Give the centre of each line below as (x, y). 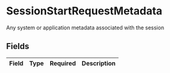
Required (63, 63)
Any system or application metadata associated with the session (85, 28)
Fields (18, 46)
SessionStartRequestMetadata (84, 11)
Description (99, 63)
